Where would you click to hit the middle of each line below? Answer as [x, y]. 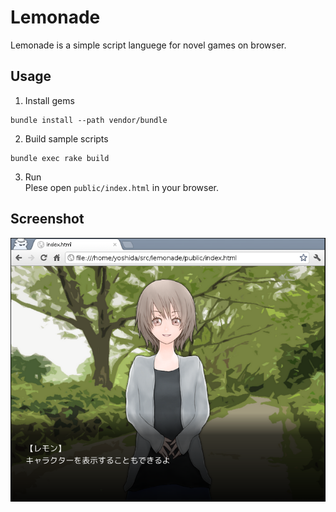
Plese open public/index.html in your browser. [122, 187]
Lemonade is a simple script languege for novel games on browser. [148, 45]
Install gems [49, 100]
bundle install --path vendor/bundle [89, 120]
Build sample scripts [66, 138]
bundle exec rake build [60, 158]
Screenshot [47, 219]
